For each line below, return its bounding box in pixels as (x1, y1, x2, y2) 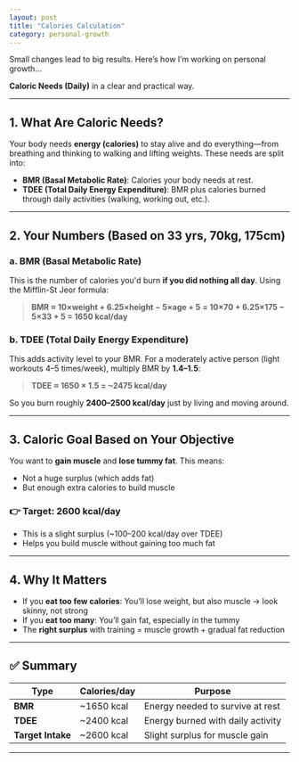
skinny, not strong (21, 605, 89, 616)
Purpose (194, 684, 231, 697)
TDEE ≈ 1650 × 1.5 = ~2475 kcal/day (30, 381, 167, 391)
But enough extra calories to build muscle (21, 482, 175, 493)
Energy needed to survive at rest (143, 700, 280, 712)
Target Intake (13, 728, 71, 741)
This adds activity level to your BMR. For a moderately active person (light (9, 354, 280, 365)
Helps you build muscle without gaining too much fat (21, 538, 215, 549)
